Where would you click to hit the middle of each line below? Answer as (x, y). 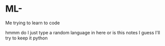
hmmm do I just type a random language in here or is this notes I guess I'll (83, 32)
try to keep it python (26, 38)
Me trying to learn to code (33, 23)
